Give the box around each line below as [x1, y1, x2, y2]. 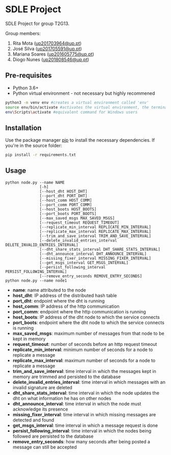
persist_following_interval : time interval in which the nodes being [12, 427, 152, 434]
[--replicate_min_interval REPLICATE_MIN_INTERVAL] [39, 224, 152, 230]
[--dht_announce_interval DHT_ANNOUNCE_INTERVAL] [39, 251, 147, 256]
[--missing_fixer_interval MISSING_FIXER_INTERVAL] [39, 256, 152, 261]
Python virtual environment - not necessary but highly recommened [12, 90, 155, 96]
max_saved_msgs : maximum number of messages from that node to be [12, 330, 164, 336]
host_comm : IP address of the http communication [12, 303, 120, 309]
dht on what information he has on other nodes [12, 395, 111, 401]
